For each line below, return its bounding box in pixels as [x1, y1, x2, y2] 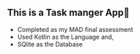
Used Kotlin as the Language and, [17, 33, 114, 41]
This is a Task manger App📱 [7, 7, 130, 19]
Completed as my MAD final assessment [17, 25, 134, 33]
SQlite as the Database [17, 39, 83, 48]
